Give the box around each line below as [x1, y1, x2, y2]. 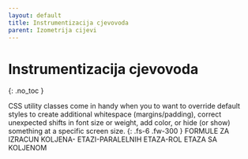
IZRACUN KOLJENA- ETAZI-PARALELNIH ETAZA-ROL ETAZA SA [8, 135, 217, 144]
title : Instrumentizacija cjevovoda [8, 19, 129, 27]
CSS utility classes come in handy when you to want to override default [8, 102, 241, 111]
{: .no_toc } [8, 86, 44, 95]
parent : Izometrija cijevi [8, 26, 97, 34]
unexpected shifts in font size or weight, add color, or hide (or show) [8, 118, 231, 128]
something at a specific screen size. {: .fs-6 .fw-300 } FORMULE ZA [8, 127, 230, 136]
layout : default [8, 11, 62, 20]
